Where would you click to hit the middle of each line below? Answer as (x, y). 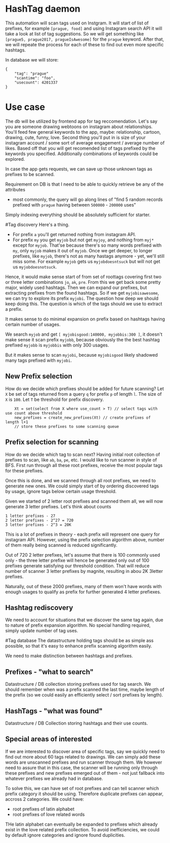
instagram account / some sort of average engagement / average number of (85, 142)
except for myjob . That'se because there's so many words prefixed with (87, 245)
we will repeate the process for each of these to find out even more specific (84, 44)
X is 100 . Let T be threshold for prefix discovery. (55, 399)
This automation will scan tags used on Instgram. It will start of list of (77, 23)
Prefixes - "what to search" (49, 672)
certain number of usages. (33, 324)
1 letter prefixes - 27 (30, 516)
